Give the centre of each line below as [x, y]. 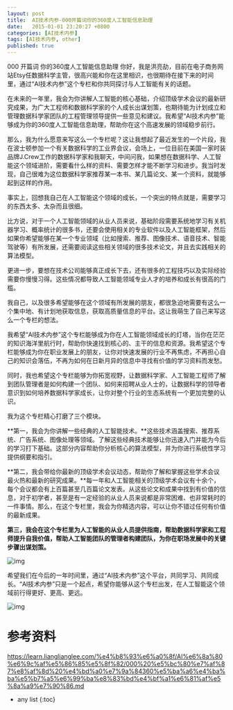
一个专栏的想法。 [37, 320]
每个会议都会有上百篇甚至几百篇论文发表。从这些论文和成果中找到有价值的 [113, 489]
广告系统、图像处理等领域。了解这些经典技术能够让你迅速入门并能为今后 [122, 439]
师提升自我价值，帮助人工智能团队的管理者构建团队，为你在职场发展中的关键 [116, 538]
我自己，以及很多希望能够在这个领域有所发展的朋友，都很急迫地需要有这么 [113, 302]
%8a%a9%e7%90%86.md [46, 686]
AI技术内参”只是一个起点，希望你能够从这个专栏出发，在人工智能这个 [120, 584]
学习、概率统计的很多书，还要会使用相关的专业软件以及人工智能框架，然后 [119, 229]
